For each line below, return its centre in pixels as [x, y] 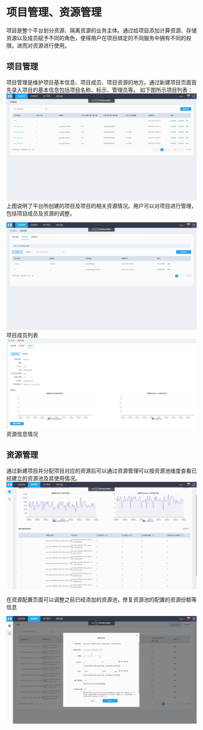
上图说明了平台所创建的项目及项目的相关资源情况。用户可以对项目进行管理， [101, 206]
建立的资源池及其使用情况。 [46, 478]
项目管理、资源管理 [54, 12]
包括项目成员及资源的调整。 [41, 213]
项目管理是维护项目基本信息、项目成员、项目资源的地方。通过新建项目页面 [99, 82]
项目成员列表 [22, 335]
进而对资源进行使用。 [43, 45]
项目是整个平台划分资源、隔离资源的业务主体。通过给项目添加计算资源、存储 [101, 30]
